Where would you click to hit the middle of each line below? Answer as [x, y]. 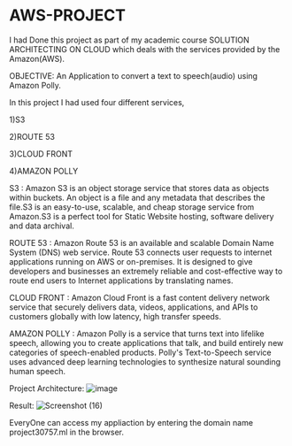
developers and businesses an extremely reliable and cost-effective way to [146, 271]
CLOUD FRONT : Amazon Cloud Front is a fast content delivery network [140, 297]
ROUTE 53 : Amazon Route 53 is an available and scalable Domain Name [142, 242]
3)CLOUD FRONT [41, 154]
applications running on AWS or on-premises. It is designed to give [131, 261]
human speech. [38, 371]
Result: [22, 405]
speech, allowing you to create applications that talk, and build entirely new [146, 342]
